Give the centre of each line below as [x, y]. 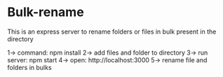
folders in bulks [29, 67]
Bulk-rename [46, 12]
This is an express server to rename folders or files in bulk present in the [112, 31]
